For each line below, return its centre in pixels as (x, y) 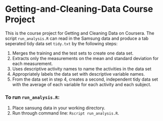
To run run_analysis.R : (32, 97)
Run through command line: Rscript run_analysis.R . (66, 113)
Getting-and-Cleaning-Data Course (79, 9)
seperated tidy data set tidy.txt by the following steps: (61, 43)
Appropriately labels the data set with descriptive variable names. (78, 74)
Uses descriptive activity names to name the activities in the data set (82, 69)
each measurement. (32, 63)
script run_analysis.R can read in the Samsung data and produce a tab (77, 38)
